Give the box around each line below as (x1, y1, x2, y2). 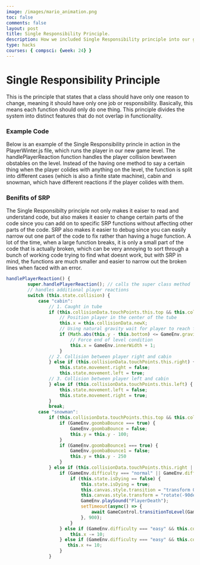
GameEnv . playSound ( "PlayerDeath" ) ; (80, 498, 169, 504)
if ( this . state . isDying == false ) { (70, 475, 161, 481)
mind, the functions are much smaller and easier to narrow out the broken (6, 258, 187, 265)
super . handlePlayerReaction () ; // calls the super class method (27, 281, 190, 287)
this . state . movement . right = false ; (59, 365, 151, 371)
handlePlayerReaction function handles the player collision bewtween (6, 153, 177, 160)
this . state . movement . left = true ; (59, 370, 145, 376)
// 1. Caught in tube (48, 303, 102, 309)
